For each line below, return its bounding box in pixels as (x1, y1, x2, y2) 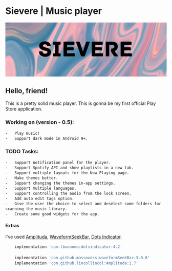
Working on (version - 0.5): (5, 118, 74, 125)
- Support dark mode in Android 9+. (5, 136, 88, 141)
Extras (5, 222, 19, 228)
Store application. (5, 105, 42, 112)
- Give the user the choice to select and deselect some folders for (5, 201, 161, 207)
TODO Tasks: (5, 148, 39, 155)
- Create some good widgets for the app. (5, 211, 100, 217)
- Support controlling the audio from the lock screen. (5, 191, 132, 196)
